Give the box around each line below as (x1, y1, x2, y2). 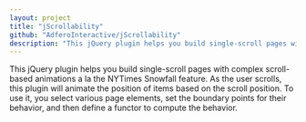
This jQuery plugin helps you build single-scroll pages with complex (9, 64, 264, 75)
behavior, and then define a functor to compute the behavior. (9, 102, 239, 114)
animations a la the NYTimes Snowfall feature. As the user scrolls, (35, 74, 282, 85)
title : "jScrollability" (9, 22, 104, 31)
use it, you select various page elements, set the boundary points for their (9, 93, 287, 104)
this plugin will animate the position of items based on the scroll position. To (9, 83, 294, 94)
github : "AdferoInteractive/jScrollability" (9, 30, 181, 39)
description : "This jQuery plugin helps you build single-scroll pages (9, 38, 287, 48)
